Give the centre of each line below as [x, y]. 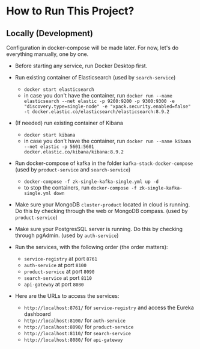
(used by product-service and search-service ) [73, 169]
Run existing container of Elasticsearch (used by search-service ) [95, 77]
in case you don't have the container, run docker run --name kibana [108, 141]
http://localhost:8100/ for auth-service [75, 320]
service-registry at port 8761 [61, 259]
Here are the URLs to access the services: [67, 296]
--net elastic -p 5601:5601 [59, 147]
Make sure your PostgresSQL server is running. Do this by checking [99, 229]
